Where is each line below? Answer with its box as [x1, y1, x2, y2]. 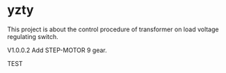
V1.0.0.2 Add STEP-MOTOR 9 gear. [7, 46, 108, 54]
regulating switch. [7, 32, 59, 40]
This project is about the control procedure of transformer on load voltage [7, 25, 219, 33]
